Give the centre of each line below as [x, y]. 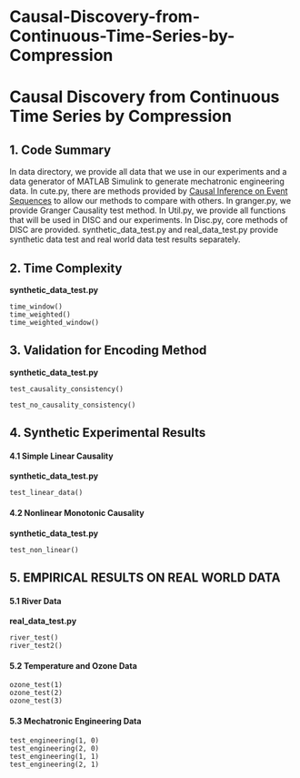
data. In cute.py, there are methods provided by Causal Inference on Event [149, 191]
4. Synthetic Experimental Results [108, 433]
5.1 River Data [35, 601]
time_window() [36, 307]
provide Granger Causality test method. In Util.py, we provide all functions [148, 210]
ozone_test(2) [36, 693]
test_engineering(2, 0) [55, 748]
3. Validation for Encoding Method [108, 351]
